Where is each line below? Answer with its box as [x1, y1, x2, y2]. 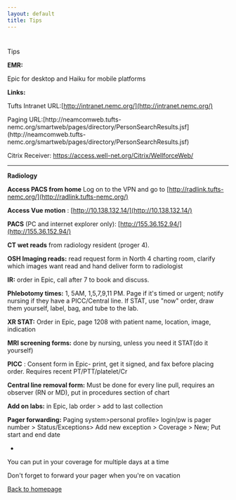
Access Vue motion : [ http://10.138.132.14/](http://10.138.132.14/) [7, 206, 192, 214]
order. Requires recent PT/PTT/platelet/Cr [7, 367, 128, 376]
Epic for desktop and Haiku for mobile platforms [7, 74, 146, 83]
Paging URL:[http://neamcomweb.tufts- [7, 115, 122, 124]
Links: [7, 88, 26, 96]
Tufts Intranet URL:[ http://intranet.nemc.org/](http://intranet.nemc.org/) [7, 101, 213, 110]
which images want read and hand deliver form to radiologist [7, 261, 183, 270]
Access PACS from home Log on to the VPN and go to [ [7, 185, 170, 193]
